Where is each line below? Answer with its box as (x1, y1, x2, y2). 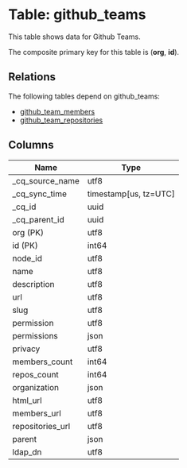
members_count (12, 356, 73, 367)
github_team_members (19, 106, 95, 116)
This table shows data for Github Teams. (8, 32, 141, 41)
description (12, 278, 55, 289)
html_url (12, 395, 42, 406)
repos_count (12, 369, 60, 380)
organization (12, 381, 60, 393)
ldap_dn (12, 447, 42, 458)
